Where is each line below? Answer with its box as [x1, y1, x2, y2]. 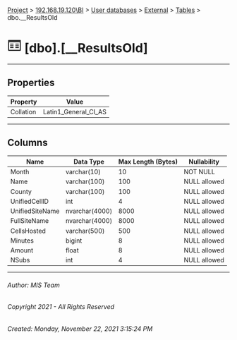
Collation [10, 108, 37, 116]
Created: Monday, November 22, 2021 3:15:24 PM [7, 324, 153, 333]
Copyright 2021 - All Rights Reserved [7, 303, 115, 311]
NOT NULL [183, 168, 215, 176]
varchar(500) [66, 226, 105, 235]
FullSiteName [10, 217, 49, 225]
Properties [7, 76, 55, 88]
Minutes [10, 236, 34, 245]
